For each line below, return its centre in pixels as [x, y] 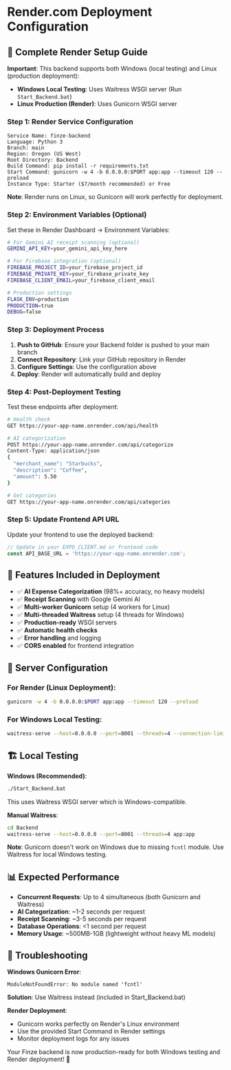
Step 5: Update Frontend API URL [63, 519]
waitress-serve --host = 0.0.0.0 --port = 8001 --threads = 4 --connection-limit [118, 734]
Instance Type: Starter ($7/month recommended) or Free [89, 184]
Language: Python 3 [35, 142]
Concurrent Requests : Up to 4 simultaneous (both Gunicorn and [109, 897]
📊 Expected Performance [63, 877]
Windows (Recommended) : [47, 776]
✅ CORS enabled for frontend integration [75, 646]
